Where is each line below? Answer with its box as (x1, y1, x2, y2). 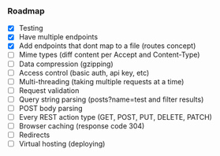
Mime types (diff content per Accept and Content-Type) (18, 50, 200, 60)
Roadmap (7, 6, 45, 17)
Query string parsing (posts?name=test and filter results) (18, 95, 204, 104)
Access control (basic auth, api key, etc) (18, 68, 150, 77)
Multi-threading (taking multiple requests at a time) (18, 76, 185, 86)
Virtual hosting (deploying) (18, 139, 106, 149)
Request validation (18, 85, 80, 95)
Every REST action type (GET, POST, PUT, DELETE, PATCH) (18, 112, 212, 121)
